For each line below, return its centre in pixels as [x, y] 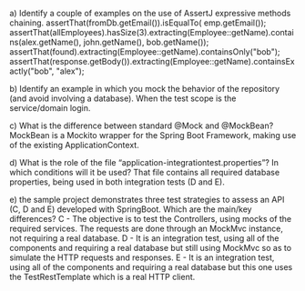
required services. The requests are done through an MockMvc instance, [147, 228]
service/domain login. [50, 108]
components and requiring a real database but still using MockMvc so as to [151, 248]
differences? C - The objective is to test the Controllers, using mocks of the [151, 219]
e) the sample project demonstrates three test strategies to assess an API [147, 200]
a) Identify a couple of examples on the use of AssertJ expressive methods [150, 13]
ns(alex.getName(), [46, 42]
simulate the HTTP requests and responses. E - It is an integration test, [142, 257]
